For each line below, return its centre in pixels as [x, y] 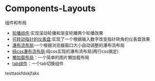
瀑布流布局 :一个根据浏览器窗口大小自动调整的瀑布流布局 [68, 45]
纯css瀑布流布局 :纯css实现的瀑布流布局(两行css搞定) [65, 51]
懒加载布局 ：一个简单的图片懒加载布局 [50, 57]
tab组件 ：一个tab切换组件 [38, 63]
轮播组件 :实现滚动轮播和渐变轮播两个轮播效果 [58, 33]
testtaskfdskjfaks [22, 73]
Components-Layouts [50, 9]
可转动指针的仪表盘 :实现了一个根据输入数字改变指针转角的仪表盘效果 [81, 39]
